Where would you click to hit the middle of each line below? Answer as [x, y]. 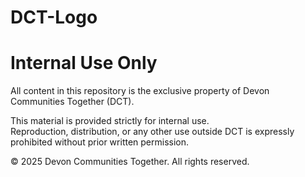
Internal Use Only [84, 63]
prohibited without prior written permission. [100, 142]
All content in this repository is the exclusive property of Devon [140, 91]
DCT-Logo [54, 17]
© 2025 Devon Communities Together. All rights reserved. [130, 162]
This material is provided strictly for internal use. [110, 121]
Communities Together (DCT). [72, 102]
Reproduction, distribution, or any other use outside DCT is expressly [152, 132]
